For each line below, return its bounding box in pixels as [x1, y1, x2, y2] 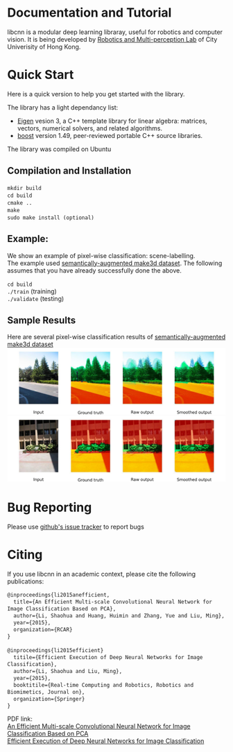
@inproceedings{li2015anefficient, [7, 591, 110, 598]
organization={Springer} [13, 695, 85, 702]
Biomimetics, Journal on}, [7, 688, 85, 695]
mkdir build [7, 185, 42, 191]
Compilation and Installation [7, 165, 132, 177]
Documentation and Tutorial [7, 5, 172, 21]
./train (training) [7, 287, 57, 296]
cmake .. [7, 199, 33, 206]
